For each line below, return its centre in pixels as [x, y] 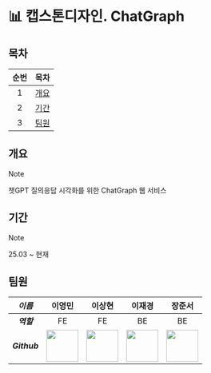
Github [26, 346]
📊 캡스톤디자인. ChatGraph [97, 16]
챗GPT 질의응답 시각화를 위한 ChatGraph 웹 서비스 [88, 190]
